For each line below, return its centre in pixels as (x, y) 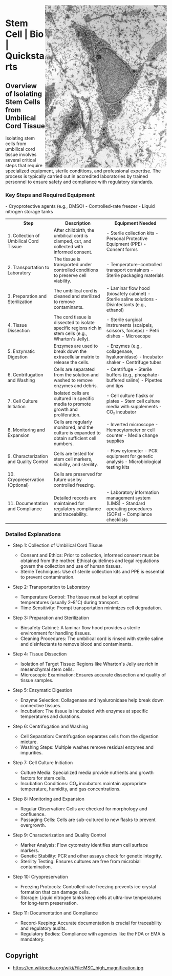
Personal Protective (127, 238)
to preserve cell (70, 275)
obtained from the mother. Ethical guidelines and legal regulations (90, 561)
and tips (115, 386)
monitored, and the (73, 427)
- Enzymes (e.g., (124, 346)
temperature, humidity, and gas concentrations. (70, 789)
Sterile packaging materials (135, 275)
